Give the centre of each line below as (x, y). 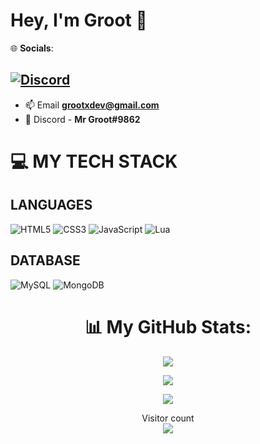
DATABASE (45, 260)
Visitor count (168, 418)
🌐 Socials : (32, 48)
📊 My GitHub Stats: (168, 326)
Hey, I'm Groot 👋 (79, 20)
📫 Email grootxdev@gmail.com (92, 105)
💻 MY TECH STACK (94, 161)
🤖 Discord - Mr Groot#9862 (82, 119)
